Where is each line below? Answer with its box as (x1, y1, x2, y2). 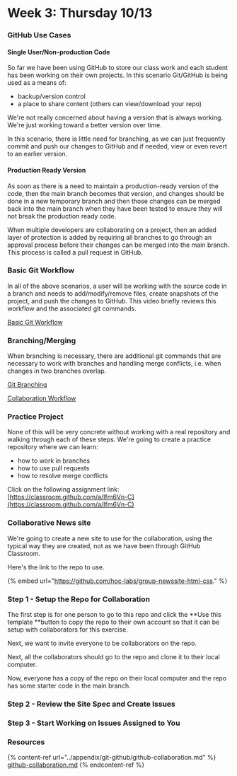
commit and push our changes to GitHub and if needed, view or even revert (7, 142, 228, 151)
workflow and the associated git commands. (7, 304, 137, 313)
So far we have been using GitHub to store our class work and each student (7, 64, 229, 72)
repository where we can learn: (7, 443, 98, 451)
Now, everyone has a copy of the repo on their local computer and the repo (7, 674, 227, 682)
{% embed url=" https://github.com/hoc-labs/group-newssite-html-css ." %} (7, 577, 228, 585)
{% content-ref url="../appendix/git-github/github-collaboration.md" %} (7, 753, 216, 762)
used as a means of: (7, 79, 67, 87)
